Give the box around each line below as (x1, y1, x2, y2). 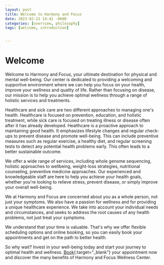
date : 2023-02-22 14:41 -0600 (5, 16, 67, 21)
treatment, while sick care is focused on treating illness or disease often (5, 117, 150, 123)
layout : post (5, 7, 32, 12)
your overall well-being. (5, 185, 53, 190)
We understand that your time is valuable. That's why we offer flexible (5, 224, 146, 230)
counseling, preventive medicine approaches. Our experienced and (5, 169, 141, 175)
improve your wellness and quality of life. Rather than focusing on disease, (5, 87, 156, 93)
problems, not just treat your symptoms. (5, 214, 86, 221)
